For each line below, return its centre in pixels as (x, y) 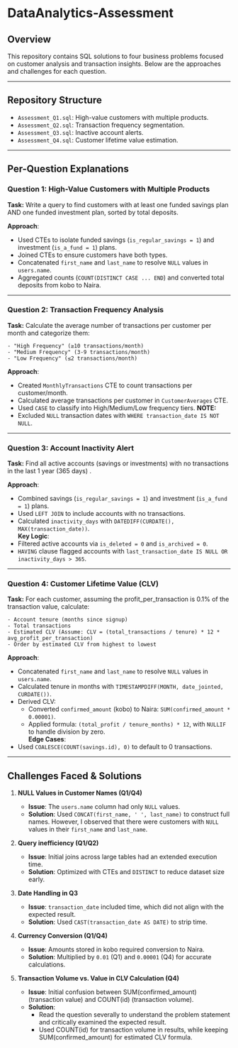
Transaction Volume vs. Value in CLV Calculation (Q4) (98, 978)
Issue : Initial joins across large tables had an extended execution (123, 857)
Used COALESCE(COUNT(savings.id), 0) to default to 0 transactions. (115, 747)
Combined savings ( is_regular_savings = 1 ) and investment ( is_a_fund (123, 499)
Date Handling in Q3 (48, 893)
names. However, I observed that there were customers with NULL (123, 822)
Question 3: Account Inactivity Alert (71, 448)
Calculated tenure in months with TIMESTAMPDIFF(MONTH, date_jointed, (120, 687)
